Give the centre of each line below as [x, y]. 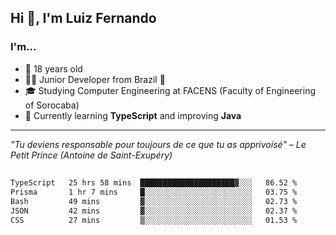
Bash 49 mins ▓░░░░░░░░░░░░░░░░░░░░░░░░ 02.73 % [154, 201]
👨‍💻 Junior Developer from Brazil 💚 [95, 79]
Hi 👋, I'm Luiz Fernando [83, 18]
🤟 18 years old [53, 68]
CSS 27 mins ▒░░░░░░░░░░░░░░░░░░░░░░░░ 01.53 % [154, 220]
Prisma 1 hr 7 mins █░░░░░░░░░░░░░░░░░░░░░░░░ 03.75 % [154, 192]
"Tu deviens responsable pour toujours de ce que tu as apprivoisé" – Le [158, 144]
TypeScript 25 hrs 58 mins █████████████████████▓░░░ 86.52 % [154, 183]
